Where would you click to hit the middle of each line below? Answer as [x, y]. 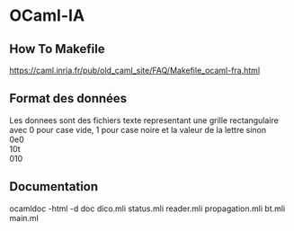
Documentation [54, 187]
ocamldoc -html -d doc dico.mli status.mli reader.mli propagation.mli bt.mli [147, 209]
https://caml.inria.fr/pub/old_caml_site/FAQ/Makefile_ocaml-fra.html [135, 70]
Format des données [68, 98]
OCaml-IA [47, 16]
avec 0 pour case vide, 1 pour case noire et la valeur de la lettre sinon [138, 129]
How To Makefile [57, 49]
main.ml [24, 218]
